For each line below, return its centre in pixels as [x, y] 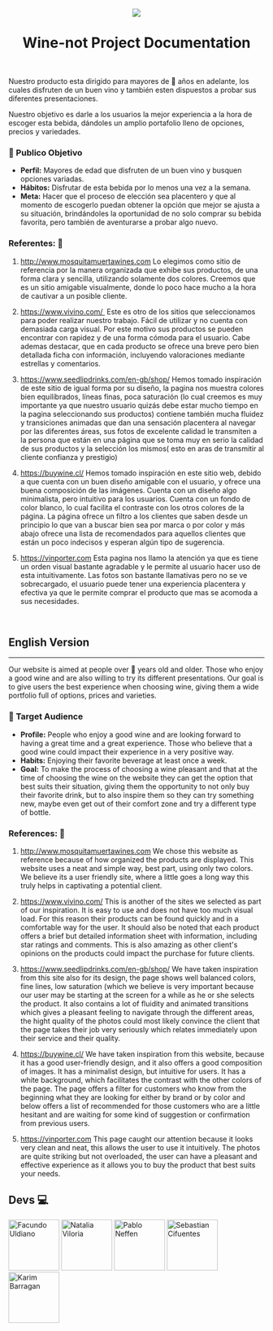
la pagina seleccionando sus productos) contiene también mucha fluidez [142, 414]
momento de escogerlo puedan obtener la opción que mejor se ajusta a [140, 205]
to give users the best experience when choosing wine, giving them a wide [134, 687]
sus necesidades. [50, 601]
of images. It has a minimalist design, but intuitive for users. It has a [133, 1071]
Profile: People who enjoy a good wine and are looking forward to [130, 734]
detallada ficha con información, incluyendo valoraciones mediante [132, 355]
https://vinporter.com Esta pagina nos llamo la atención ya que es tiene [139, 558]
